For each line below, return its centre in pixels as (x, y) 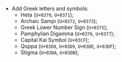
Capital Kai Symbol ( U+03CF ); (55, 40)
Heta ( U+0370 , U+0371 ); (47, 15)
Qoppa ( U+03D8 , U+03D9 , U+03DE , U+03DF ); (68, 46)
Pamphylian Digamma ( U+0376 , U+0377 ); (67, 34)
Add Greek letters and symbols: (50, 9)
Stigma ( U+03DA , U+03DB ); (50, 52)
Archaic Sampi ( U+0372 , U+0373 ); (59, 21)
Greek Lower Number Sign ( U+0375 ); (64, 27)
